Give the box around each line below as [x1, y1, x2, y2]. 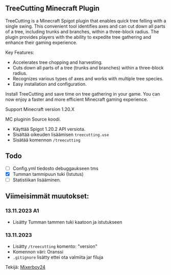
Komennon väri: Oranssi [12, 248, 64, 255]
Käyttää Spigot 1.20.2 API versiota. [12, 126, 86, 132]
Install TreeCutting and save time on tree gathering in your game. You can [5, 90, 160, 97]
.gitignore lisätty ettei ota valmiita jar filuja [12, 254, 104, 260]
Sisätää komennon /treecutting [12, 136, 81, 143]
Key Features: [5, 49, 34, 55]
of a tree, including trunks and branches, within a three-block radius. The [5, 28, 159, 35]
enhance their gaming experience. [5, 39, 78, 45]
